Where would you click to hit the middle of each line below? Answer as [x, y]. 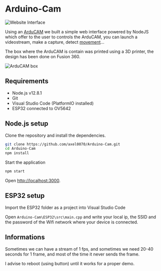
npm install [17, 153]
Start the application [25, 162]
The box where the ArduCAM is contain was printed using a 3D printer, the [80, 51]
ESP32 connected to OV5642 [41, 108]
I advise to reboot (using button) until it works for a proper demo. [70, 263]
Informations [25, 237]
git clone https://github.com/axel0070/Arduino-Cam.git [63, 144]
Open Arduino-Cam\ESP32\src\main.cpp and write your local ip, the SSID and [80, 217]
